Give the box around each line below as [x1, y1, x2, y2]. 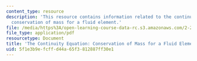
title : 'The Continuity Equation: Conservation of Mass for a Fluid [6, 41, 177, 47]
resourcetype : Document [6, 35, 64, 41]
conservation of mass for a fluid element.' [11, 19, 122, 25]
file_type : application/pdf [6, 30, 75, 36]
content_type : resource [6, 8, 64, 15]
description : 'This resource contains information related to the [6, 14, 172, 20]
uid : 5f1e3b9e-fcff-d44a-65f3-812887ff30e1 [6, 46, 114, 52]
